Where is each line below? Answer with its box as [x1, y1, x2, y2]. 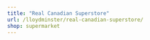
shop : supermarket [7, 22, 60, 29]
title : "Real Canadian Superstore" [7, 9, 110, 17]
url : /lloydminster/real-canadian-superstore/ [7, 16, 144, 23]
